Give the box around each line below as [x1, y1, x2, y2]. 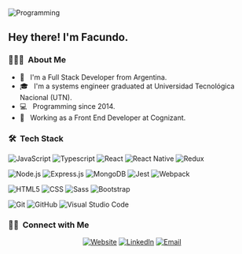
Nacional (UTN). [19, 92, 72, 102]
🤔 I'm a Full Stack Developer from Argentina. [19, 72, 167, 82]
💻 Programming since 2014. [19, 101, 115, 110]
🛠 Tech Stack [8, 133, 64, 144]
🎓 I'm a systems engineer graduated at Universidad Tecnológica [19, 81, 235, 91]
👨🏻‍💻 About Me [8, 54, 67, 65]
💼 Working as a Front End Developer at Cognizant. [19, 113, 186, 122]
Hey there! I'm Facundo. [8, 31, 129, 44]
